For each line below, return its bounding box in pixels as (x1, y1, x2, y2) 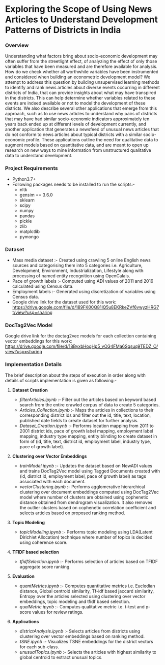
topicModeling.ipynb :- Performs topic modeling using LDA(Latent (19, 529, 153, 535)
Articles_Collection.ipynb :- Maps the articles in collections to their (19, 407, 154, 413)
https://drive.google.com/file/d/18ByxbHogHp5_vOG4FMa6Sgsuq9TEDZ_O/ (5, 343, 158, 349)
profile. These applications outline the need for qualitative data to (26, 137, 158, 143)
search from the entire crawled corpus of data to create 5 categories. (19, 401, 160, 407)
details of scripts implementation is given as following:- (5, 377, 117, 383)
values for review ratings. (32, 609, 83, 615)
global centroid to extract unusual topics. (19, 654, 103, 660)
